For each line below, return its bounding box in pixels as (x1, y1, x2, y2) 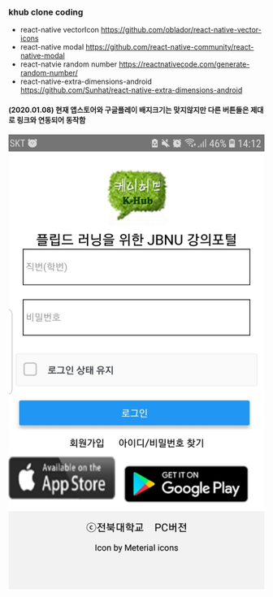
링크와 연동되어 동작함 (16, 115, 86, 124)
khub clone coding (8, 6, 84, 18)
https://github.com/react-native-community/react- (84, 42, 254, 52)
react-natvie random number (19, 59, 118, 69)
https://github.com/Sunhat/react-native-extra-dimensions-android (19, 85, 243, 95)
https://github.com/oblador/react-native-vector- (100, 25, 262, 35)
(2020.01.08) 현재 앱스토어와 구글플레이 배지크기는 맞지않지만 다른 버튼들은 (8, 105, 249, 115)
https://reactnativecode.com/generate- (119, 59, 250, 69)
